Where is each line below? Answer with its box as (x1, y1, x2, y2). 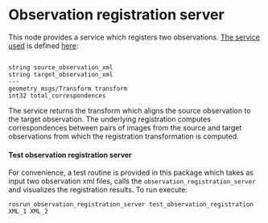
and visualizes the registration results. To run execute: (8, 185, 188, 195)
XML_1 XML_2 (8, 208, 48, 216)
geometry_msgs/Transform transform (8, 85, 128, 93)
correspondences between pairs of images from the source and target (8, 122, 242, 132)
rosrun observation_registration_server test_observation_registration (8, 200, 254, 209)
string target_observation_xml (8, 70, 113, 78)
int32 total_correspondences (8, 91, 106, 100)
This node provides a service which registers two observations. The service (8, 32, 260, 42)
